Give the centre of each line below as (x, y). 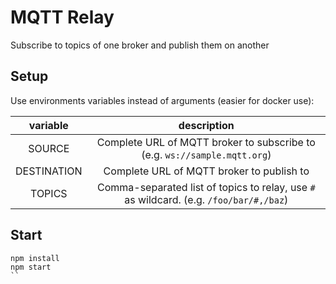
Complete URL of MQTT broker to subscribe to (206, 142)
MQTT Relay (62, 17)
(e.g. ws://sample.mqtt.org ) (206, 154)
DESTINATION (49, 171)
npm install (35, 258)
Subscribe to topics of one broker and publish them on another (140, 45)
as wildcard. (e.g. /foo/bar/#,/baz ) (206, 199)
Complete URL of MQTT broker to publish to (206, 171)
